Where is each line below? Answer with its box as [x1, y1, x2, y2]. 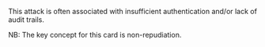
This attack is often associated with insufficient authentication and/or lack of [8, 7, 257, 16]
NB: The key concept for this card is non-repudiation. [8, 31, 182, 39]
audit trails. [8, 15, 45, 24]
